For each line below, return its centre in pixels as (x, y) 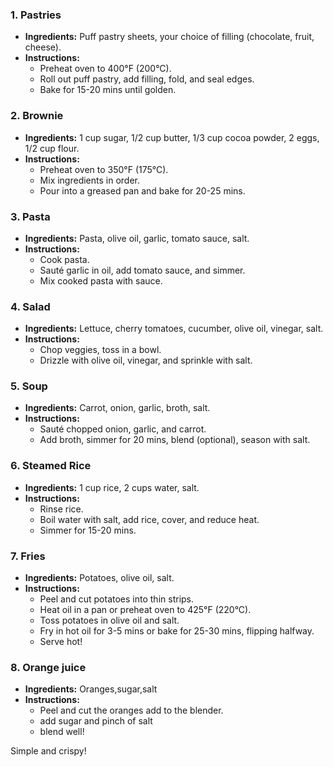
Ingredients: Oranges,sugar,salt (91, 689)
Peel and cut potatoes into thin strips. (117, 599)
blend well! (62, 732)
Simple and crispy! (48, 751)
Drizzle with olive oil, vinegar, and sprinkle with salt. (146, 360)
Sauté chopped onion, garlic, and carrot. (123, 429)
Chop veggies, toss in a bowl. (100, 350)
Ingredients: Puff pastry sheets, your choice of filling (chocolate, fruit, (169, 37)
